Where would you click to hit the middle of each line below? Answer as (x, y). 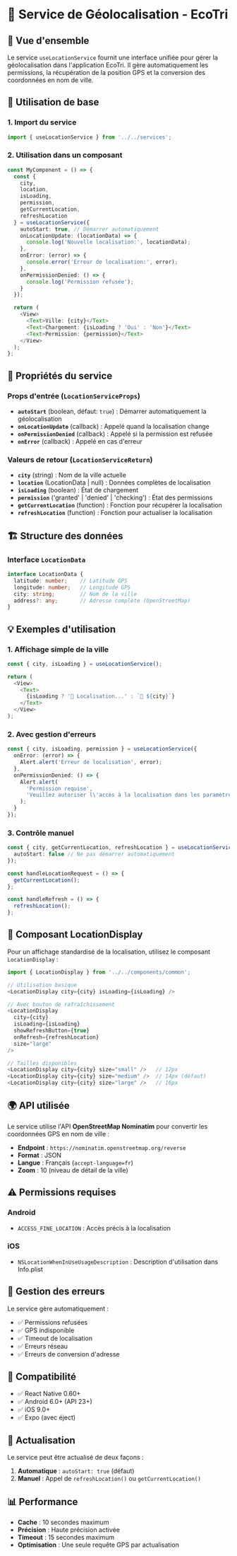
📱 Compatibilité (42, 1377)
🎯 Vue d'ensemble (48, 41)
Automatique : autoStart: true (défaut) (76, 1471)
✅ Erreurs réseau (43, 1346)
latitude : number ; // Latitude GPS (71, 581)
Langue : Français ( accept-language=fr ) (75, 1163)
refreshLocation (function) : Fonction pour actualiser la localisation (115, 513)
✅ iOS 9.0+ (34, 1410)
